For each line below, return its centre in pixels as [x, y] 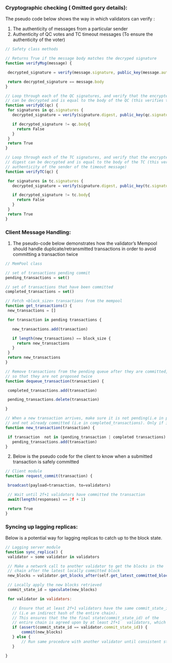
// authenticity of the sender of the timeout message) [66, 167]
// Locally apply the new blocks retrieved [55, 585]
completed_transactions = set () [40, 292]
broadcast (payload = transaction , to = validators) [59, 485]
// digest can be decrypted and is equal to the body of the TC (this [82, 162]
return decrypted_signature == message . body [56, 82]
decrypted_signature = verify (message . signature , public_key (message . [84, 72]
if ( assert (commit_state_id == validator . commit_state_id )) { [80, 628]
